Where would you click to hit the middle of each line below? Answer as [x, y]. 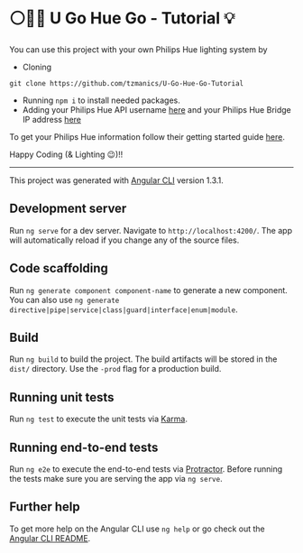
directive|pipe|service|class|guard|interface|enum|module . [124, 309]
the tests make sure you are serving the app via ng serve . [116, 479]
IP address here [51, 119]
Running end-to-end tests [84, 447]
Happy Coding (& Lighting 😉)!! [66, 154]
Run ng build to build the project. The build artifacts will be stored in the [143, 359]
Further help [45, 507]
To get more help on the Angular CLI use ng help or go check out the [137, 529]
